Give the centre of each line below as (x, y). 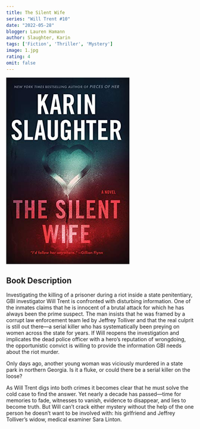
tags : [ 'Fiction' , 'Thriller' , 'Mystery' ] (60, 44)
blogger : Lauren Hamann (36, 32)
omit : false (21, 63)
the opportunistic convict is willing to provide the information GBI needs (94, 345)
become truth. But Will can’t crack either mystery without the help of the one (100, 407)
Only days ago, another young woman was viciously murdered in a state (95, 363)
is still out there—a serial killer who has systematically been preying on (93, 327)
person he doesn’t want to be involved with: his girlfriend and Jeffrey (91, 413)
